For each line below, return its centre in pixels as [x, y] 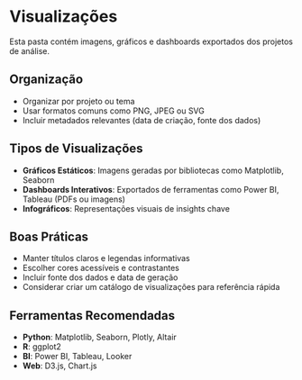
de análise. [30, 50]
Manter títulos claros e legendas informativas [106, 258]
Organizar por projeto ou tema [78, 101]
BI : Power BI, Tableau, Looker [77, 357]
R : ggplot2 [41, 347]
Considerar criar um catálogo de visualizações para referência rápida [151, 287]
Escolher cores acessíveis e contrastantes [101, 268]
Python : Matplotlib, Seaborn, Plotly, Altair [100, 337]
